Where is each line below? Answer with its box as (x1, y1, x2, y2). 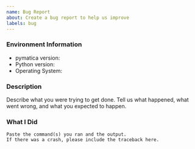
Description (6, 82, 42, 91)
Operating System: (15, 67, 63, 74)
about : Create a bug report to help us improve (6, 15, 130, 21)
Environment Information (6, 40, 82, 49)
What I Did (6, 117, 38, 126)
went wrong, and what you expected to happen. (6, 102, 127, 109)
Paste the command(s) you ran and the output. (6, 131, 127, 137)
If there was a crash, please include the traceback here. (6, 137, 160, 143)
